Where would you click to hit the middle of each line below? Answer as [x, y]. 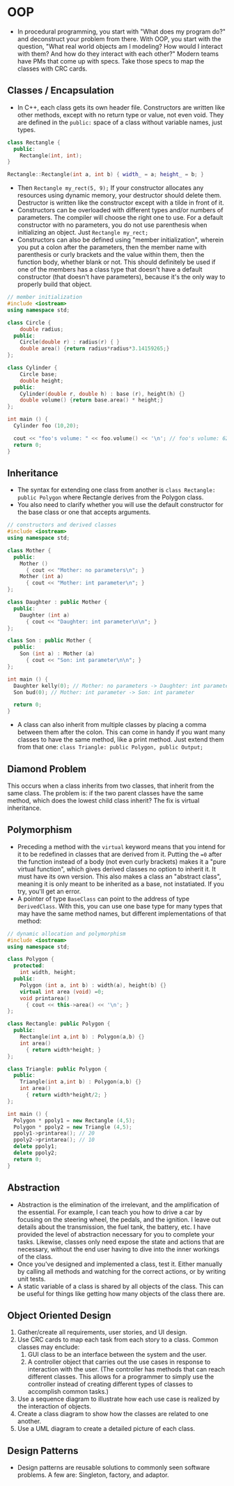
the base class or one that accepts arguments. [84, 512]
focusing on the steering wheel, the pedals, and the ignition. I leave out [119, 1219]
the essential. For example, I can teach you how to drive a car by [110, 1212]
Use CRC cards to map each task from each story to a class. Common [118, 1340]
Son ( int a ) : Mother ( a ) [57, 654]
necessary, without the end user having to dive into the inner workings [118, 1249]
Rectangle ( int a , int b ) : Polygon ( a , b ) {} [82, 1037]
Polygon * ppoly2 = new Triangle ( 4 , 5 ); [73, 1127]
